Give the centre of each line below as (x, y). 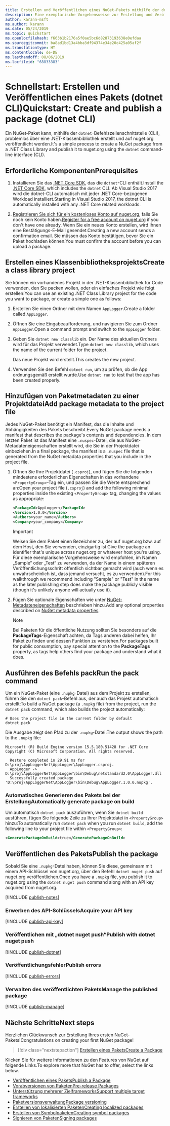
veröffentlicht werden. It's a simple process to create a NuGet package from (84, 144)
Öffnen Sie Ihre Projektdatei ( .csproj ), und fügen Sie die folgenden (82, 471)
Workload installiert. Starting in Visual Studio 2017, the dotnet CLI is (82, 199)
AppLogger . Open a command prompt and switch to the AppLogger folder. (87, 329)
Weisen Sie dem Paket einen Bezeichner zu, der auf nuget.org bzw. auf (87, 541)
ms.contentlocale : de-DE (31, 52)
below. (12, 1070)
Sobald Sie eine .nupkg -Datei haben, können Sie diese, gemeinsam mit (79, 866)
